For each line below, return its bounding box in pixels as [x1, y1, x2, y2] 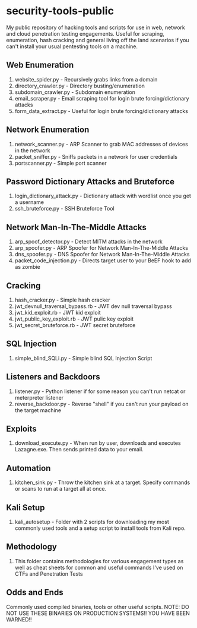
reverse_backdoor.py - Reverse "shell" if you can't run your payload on [14, 400, 189, 407]
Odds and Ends [6, 588, 63, 598]
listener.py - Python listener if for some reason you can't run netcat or [14, 388, 186, 395]
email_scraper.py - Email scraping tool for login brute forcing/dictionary [14, 95, 189, 102]
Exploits [6, 424, 37, 434]
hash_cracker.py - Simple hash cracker [14, 296, 110, 303]
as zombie [14, 263, 40, 271]
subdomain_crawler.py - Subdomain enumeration [14, 88, 135, 96]
